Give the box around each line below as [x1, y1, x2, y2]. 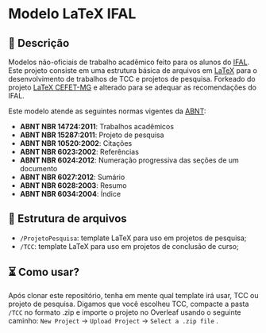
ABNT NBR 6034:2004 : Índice [19, 189, 121, 198]
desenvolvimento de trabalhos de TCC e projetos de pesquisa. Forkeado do [8, 75, 256, 83]
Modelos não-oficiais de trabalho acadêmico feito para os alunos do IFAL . [8, 57, 250, 67]
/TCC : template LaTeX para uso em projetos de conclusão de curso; [19, 241, 240, 251]
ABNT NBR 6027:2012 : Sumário [19, 172, 125, 182]
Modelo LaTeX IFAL [8, 5, 137, 23]
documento [19, 164, 58, 173]
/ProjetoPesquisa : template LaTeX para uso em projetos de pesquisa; [19, 233, 247, 243]
